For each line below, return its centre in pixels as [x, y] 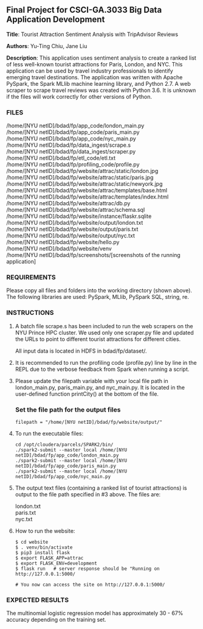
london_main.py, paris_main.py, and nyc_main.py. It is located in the [100, 387]
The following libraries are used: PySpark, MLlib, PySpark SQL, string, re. [98, 297]
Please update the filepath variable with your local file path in [91, 381]
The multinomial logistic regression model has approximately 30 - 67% [95, 613]
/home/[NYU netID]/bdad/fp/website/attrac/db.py [68, 203]
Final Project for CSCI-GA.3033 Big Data [84, 10]
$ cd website [32, 542]
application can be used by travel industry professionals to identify [90, 71]
